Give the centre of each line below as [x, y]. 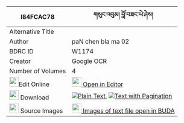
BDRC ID [22, 51]
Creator [20, 61]
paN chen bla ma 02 [100, 42]
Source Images [42, 111]
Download [35, 98]
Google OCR [89, 61]
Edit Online [34, 84]
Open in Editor [103, 84]
